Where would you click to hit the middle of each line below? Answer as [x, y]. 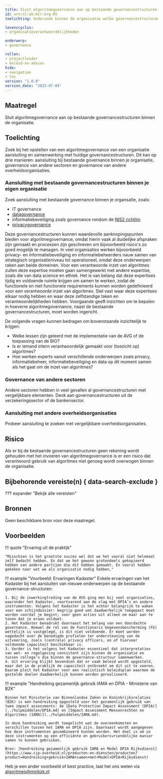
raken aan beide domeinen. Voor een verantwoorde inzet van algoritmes [77, 265]
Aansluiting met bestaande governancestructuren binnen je [77, 183]
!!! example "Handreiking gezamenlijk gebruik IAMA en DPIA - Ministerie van [81, 683]
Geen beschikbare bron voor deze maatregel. [50, 520]
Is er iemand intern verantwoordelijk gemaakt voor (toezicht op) [76, 346]
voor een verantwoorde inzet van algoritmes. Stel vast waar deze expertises [81, 291]
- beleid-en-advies [25, 63]
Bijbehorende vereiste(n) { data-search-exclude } [81, 481]
